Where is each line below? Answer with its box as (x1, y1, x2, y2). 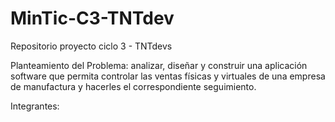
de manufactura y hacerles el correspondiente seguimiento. (10, 80, 257, 92)
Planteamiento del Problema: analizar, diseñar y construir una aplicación (10, 59, 308, 71)
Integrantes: (10, 100, 60, 112)
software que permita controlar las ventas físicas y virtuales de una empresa (10, 70, 326, 82)
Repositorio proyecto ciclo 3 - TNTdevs (10, 40, 173, 52)
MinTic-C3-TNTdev (10, 7, 175, 30)
